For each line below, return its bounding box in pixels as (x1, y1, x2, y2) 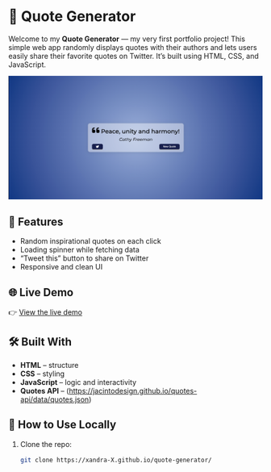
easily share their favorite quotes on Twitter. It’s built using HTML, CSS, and (8, 51, 260, 61)
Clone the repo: (19, 439, 73, 449)
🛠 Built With (8, 335, 73, 349)
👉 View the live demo (8, 307, 83, 317)
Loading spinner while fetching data (19, 245, 140, 255)
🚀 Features (8, 215, 64, 228)
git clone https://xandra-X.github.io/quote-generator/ (19, 456, 212, 464)
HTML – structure (19, 360, 79, 370)
